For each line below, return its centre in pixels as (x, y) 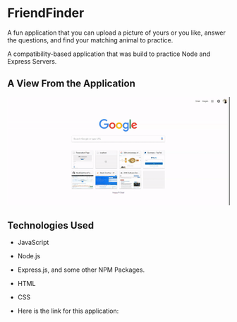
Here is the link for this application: (68, 311)
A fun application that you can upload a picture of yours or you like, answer (116, 33)
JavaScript (33, 243)
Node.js (29, 256)
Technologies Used (50, 225)
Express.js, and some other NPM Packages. (81, 270)
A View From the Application (71, 84)
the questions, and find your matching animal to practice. (90, 40)
